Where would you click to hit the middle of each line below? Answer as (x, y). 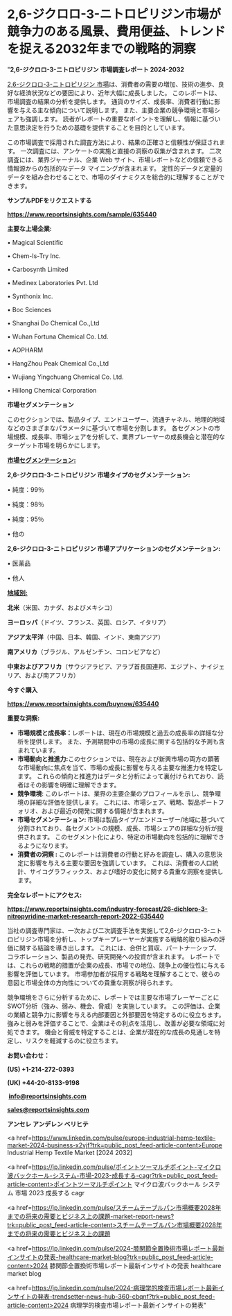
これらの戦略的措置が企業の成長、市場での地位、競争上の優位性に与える (122, 965)
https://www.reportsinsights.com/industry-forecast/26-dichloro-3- (107, 909)
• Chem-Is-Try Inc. (34, 256)
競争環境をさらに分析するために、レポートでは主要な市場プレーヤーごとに (113, 997)
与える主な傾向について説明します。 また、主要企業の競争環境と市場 (117, 110)
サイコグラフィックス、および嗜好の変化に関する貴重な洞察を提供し (126, 871)
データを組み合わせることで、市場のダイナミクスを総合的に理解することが (113, 177)
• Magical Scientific (35, 242)
